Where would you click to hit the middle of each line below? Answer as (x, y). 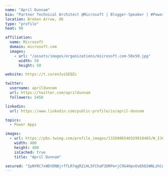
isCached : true (30, 152)
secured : (14, 166)
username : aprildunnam (33, 88)
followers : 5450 (26, 97)
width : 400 (25, 143)
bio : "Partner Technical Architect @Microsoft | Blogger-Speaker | (77, 14)
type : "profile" (22, 24)
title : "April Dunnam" (38, 157)
